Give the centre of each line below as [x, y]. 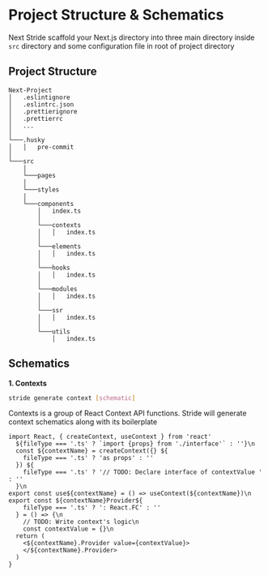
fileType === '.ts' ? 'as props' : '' [88, 458]
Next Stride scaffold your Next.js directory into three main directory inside [132, 37]
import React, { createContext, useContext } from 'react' [110, 437]
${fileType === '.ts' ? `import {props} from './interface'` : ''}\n [135, 444]
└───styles [41, 189]
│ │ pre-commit [41, 147]
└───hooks [54, 268]
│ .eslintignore [39, 97]
